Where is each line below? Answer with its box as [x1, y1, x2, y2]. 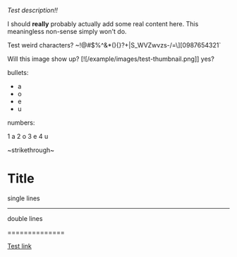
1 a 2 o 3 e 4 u [7, 132, 49, 140]
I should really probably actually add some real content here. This [7, 20, 199, 28]
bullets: [7, 69, 29, 76]
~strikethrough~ [7, 146, 55, 154]
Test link [7, 241, 32, 250]
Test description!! [7, 6, 59, 14]
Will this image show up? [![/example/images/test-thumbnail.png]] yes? [7, 55, 215, 63]
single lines [7, 194, 40, 202]
